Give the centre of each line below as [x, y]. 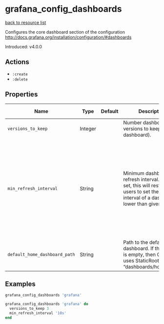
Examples [20, 284]
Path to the [136, 242]
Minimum [134, 173]
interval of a [137, 197]
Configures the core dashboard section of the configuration [65, 32]
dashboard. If [138, 248]
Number [133, 122]
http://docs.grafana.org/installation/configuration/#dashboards [68, 37]
